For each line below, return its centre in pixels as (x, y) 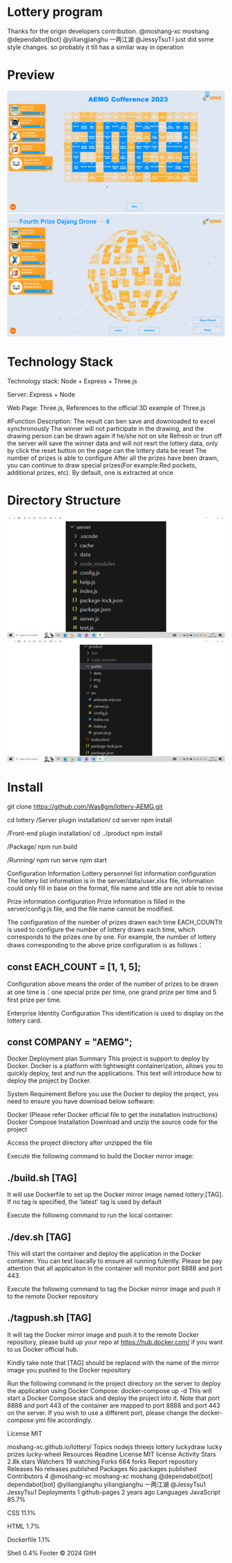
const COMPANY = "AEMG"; (70, 1042)
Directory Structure (64, 501)
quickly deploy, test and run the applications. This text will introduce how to (115, 1074)
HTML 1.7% (23, 1526)
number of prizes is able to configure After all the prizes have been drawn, (113, 458)
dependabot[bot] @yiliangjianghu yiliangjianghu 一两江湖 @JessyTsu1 (106, 1484)
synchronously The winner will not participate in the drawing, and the (106, 428)
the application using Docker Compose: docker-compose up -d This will (109, 1390)
